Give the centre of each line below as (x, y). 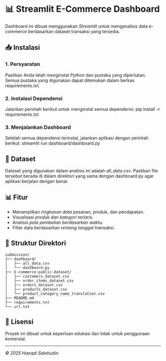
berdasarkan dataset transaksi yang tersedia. (74, 31)
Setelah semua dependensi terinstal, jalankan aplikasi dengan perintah (77, 138)
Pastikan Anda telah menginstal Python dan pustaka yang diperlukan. (76, 75)
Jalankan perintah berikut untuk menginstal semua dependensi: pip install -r (83, 109)
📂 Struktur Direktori (36, 243)
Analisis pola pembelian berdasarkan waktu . (58, 222)
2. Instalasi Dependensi (34, 98)
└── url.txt (17, 307)
